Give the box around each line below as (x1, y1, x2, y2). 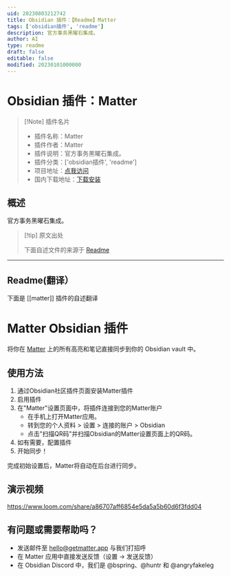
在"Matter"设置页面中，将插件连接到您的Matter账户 (16, 404, 163, 412)
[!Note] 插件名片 (23, 117, 70, 125)
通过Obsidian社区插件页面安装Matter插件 (16, 387, 133, 395)
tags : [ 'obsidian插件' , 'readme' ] (7, 23, 104, 30)
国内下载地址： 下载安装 (34, 175, 101, 183)
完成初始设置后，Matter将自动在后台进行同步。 (7, 461, 140, 469)
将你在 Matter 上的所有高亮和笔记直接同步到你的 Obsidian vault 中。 (7, 345, 199, 353)
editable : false (7, 55, 54, 62)
